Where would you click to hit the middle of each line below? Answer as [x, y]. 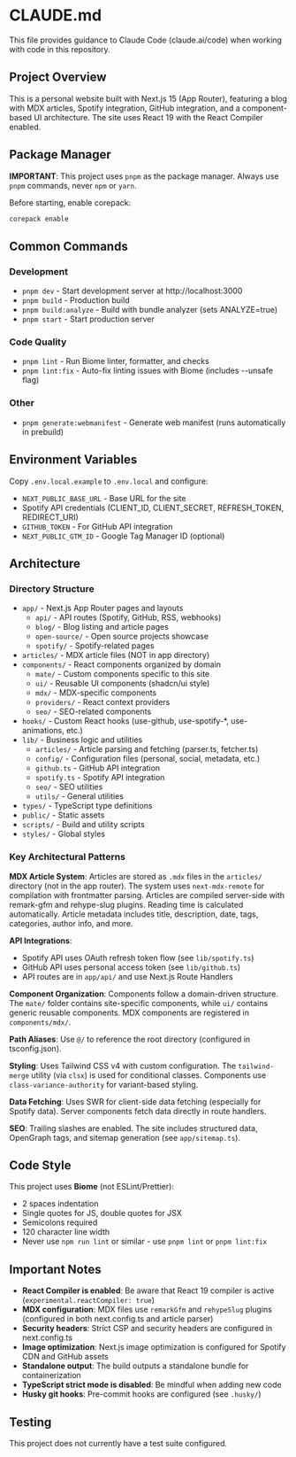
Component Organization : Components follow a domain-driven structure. [144, 994]
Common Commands [68, 246]
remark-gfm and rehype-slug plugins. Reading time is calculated [126, 904]
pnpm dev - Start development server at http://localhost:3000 [132, 291]
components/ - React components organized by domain [121, 664]
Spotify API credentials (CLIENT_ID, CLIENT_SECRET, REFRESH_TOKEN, [153, 508]
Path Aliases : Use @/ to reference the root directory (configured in [130, 1039]
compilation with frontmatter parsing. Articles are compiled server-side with [147, 895]
